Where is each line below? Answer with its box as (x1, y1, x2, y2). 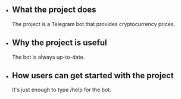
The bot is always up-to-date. (11, 53, 85, 60)
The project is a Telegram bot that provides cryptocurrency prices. (11, 20, 176, 27)
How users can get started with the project (11, 71, 174, 81)
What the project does (11, 5, 96, 15)
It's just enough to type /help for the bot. (11, 86, 111, 94)
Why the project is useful (11, 38, 107, 48)
